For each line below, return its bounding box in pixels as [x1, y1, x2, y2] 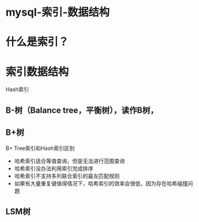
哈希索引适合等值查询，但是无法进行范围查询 [14, 157, 125, 164]
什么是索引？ [5, 35, 70, 49]
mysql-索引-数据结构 [5, 5, 110, 19]
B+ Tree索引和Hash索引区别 [5, 145, 75, 152]
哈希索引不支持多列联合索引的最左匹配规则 [14, 172, 120, 179]
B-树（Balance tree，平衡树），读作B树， [5, 105, 158, 115]
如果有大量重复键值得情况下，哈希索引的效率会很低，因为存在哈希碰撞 [14, 179, 188, 187]
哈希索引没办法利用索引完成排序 [14, 164, 94, 172]
